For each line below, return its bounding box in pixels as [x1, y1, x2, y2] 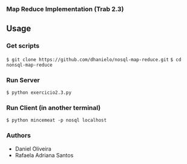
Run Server [6, 76, 41, 84]
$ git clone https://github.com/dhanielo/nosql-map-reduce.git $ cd [6, 56, 182, 62]
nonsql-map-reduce [6, 62, 53, 68]
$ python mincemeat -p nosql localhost [6, 117, 107, 123]
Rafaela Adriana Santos [15, 151, 74, 159]
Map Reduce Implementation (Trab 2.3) [6, 5, 124, 13]
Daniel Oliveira [15, 145, 51, 153]
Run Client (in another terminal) [6, 103, 101, 112]
